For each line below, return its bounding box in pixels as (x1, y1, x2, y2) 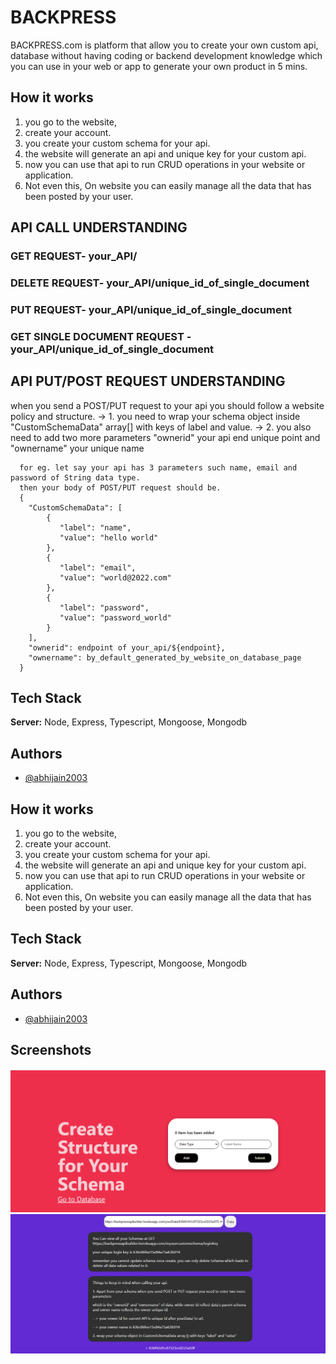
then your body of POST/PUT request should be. (19, 482, 222, 493)
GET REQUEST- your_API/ (10, 249, 138, 263)
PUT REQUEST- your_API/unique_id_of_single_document (10, 302, 292, 316)
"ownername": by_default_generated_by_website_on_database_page (28, 652, 302, 663)
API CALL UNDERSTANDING (10, 219, 188, 236)
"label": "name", (59, 522, 132, 533)
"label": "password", (59, 602, 150, 613)
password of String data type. (10, 472, 141, 483)
